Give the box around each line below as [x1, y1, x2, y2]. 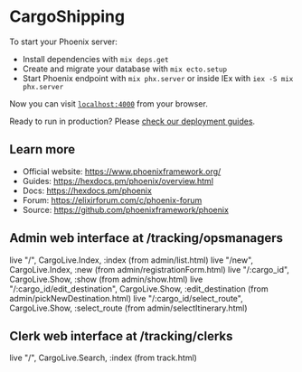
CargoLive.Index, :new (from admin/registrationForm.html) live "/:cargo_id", [9, 264, 289, 274]
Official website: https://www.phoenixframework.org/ [22, 165, 222, 177]
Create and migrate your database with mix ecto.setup [22, 63, 228, 74]
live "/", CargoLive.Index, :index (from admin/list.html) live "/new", [9, 255, 254, 265]
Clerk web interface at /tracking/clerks [9, 328, 233, 344]
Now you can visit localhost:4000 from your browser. [9, 98, 208, 109]
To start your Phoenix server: [9, 36, 118, 47]
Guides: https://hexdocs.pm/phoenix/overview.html [22, 175, 214, 186]
